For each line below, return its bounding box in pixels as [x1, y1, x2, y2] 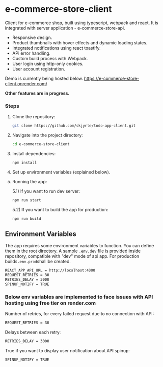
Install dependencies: [12, 150, 56, 156]
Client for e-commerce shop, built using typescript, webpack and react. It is [5, 20, 159, 26]
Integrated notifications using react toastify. [12, 45, 101, 51]
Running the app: [12, 178, 47, 184]
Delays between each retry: [5, 329, 61, 335]
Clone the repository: [12, 114, 55, 120]
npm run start [12, 198, 41, 202]
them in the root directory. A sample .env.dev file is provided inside [5, 248, 141, 254]
